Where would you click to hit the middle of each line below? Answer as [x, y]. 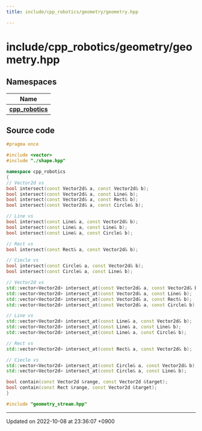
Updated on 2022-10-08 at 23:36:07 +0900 [61, 421]
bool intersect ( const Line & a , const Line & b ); [67, 227]
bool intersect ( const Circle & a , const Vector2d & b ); [75, 266]
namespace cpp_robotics [36, 172]
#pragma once [23, 144]
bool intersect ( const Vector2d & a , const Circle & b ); [75, 206]
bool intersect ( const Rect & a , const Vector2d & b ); [72, 250]
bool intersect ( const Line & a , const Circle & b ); [70, 233]
